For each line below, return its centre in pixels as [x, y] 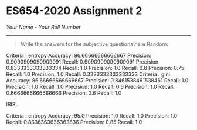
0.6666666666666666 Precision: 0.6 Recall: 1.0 [64, 93]
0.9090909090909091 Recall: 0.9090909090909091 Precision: [83, 61]
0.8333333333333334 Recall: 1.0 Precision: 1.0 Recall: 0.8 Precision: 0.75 [95, 68]
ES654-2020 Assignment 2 [74, 11]
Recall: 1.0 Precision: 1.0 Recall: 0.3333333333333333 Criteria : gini [88, 74]
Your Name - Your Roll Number [43, 27]
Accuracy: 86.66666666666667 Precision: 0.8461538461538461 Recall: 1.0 [97, 80]
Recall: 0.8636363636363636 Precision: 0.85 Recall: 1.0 [74, 122]
